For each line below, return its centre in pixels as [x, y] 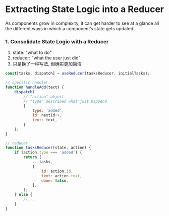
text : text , [45, 120]
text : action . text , [62, 176]
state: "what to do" [32, 53]
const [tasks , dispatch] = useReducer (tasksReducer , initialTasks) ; [78, 74]
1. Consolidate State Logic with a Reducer [57, 41]
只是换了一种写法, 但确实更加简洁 [47, 64]
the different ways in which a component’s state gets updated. [70, 28]
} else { [23, 195]
